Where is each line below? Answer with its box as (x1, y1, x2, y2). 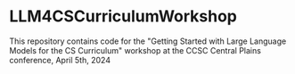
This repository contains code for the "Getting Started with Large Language (9, 36, 287, 46)
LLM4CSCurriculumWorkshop (9, 6, 238, 27)
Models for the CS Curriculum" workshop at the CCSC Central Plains (9, 45, 261, 55)
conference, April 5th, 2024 (9, 54, 111, 65)
